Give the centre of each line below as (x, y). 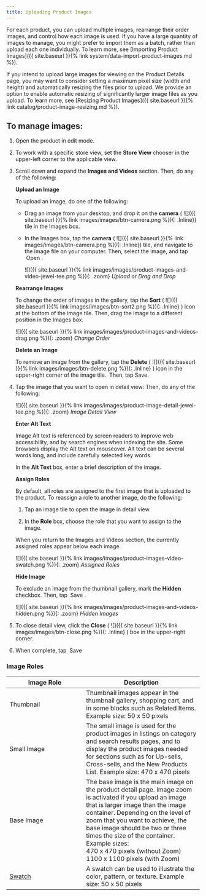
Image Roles (25, 666)
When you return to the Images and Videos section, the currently (97, 540)
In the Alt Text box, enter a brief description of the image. (88, 467)
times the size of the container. (131, 835)
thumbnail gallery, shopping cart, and (140, 700)
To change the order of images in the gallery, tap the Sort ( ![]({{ (96, 300)
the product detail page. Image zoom (139, 789)
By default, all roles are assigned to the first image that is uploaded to (103, 491)
